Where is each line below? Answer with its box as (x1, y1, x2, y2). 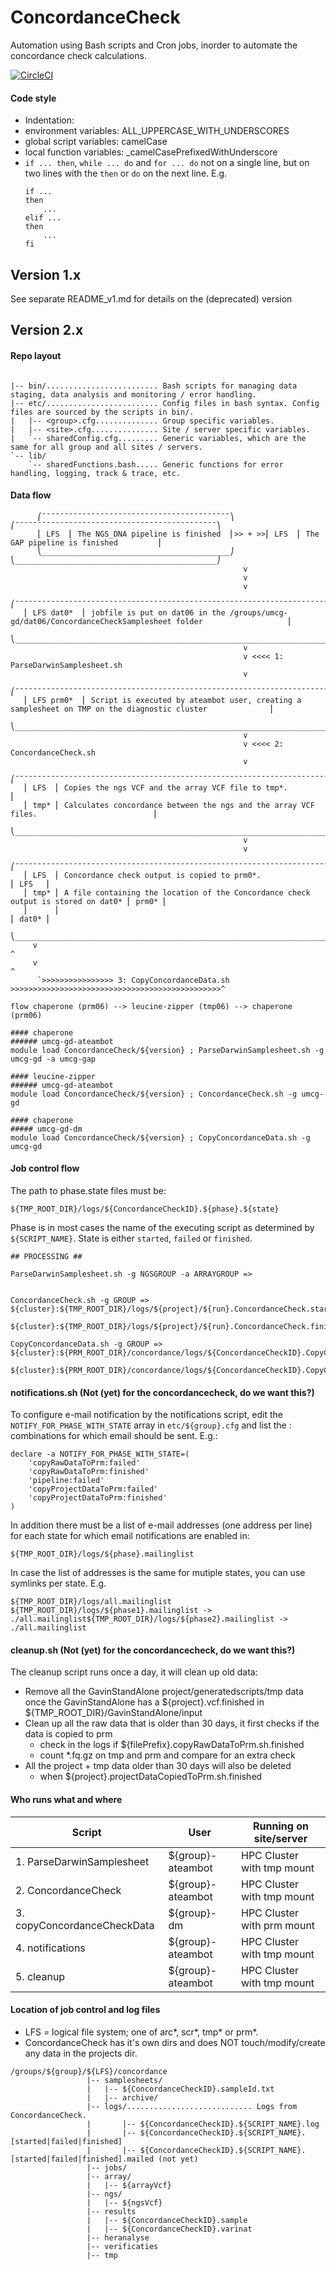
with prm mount (241, 1918, 316, 1932)
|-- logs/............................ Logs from (86, 2101, 298, 2111)
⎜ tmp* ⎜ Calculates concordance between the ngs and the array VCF (23, 800, 315, 810)
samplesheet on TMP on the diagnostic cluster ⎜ (10, 704, 275, 714)
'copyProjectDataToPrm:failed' (28, 1484, 159, 1495)
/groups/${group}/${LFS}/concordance (10, 2066, 168, 2076)
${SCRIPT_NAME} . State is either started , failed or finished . (10, 1232, 253, 1244)
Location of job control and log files (10, 2004, 161, 2016)
